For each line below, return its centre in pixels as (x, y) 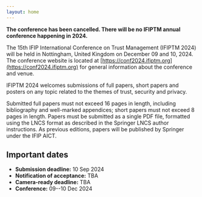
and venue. (20, 73)
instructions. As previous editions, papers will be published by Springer (95, 129)
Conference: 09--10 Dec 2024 (54, 188)
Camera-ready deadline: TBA (53, 182)
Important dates (37, 155)
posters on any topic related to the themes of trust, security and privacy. (97, 91)
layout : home (23, 12)
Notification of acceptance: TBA (56, 176)
